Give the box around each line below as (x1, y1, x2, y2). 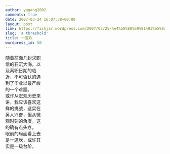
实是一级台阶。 (5, 143, 36, 149)
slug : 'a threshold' (5, 31, 49, 36)
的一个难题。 (5, 86, 32, 92)
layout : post (5, 21, 33, 27)
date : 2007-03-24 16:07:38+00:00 (5, 17, 76, 22)
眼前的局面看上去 (5, 130, 41, 136)
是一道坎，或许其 (5, 137, 41, 143)
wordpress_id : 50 (5, 40, 42, 45)
